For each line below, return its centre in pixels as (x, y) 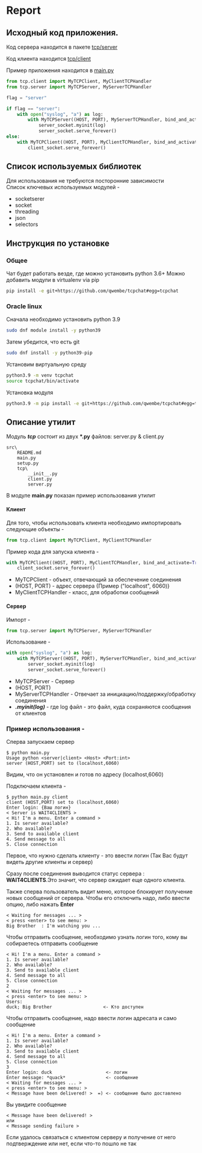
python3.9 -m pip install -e (43, 403)
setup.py (28, 463)
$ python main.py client (37, 797)
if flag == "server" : (33, 109)
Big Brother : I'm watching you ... (54, 926)
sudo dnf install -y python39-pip (50, 353)
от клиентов (30, 713)
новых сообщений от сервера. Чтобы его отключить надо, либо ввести (98, 898)
